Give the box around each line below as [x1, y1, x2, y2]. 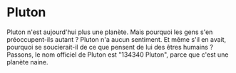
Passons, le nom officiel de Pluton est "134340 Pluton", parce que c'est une [6, 50, 229, 59]
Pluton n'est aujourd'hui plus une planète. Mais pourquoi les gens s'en [6, 28, 213, 36]
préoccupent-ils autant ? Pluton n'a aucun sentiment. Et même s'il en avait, [6, 35, 227, 43]
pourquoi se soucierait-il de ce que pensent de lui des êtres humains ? [6, 43, 213, 51]
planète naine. [6, 57, 48, 66]
